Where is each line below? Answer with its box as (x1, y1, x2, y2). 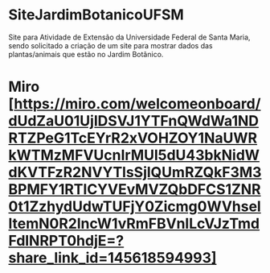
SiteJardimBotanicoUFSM (8, 6, 185, 24)
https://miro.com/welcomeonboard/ (14, 95, 261, 114)
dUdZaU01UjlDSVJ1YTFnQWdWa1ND (8, 112, 260, 130)
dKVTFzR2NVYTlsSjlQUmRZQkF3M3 (8, 163, 262, 182)
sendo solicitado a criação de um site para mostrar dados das (8, 40, 213, 50)
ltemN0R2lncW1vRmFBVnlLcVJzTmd (8, 215, 260, 233)
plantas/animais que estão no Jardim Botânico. (8, 49, 164, 59)
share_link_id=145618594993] (8, 249, 217, 267)
